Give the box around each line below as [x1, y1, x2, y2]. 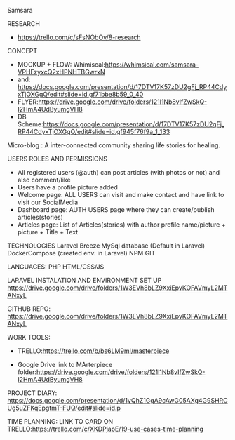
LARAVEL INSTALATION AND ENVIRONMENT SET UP [7, 276, 162, 284]
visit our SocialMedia [17, 198, 79, 206]
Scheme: [17, 120, 43, 128]
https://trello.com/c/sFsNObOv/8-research [17, 33, 141, 41]
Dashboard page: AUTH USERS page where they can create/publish [17, 206, 215, 213]
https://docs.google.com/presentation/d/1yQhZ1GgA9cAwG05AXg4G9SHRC [7, 396, 228, 404]
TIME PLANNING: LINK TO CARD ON [7, 418, 114, 425]
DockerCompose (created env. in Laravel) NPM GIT [7, 249, 156, 257]
